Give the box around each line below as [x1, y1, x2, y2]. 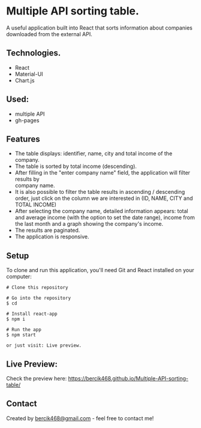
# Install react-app [6, 311, 58, 317]
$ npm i [6, 316, 26, 323]
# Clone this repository [6, 285, 68, 291]
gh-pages [14, 116, 40, 124]
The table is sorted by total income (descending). [14, 163, 137, 170]
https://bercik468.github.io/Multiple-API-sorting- [68, 375, 189, 382]
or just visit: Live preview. [6, 343, 82, 349]
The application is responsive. [14, 233, 89, 240]
